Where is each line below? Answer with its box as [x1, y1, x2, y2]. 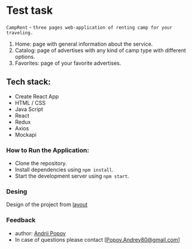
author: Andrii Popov [14, 229, 66, 237]
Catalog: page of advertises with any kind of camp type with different [14, 46, 187, 54]
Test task [6, 4, 53, 17]
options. [14, 53, 35, 60]
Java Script [14, 106, 43, 113]
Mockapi [14, 131, 37, 138]
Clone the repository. [14, 160, 67, 167]
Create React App [14, 92, 59, 100]
